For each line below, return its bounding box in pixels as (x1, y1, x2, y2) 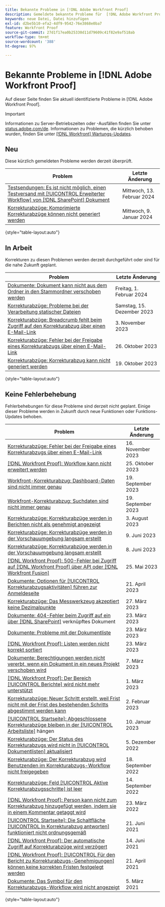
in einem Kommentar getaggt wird (7, 809, 86, 815)
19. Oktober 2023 (115, 360, 157, 367)
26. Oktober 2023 (115, 343, 157, 350)
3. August (126, 515, 148, 522)
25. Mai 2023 (126, 563, 158, 570)
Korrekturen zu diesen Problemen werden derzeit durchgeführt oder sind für (5, 257, 160, 263)
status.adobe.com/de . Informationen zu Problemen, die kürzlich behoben (5, 125, 153, 131)
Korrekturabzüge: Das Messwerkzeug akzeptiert (7, 598, 119, 604)
